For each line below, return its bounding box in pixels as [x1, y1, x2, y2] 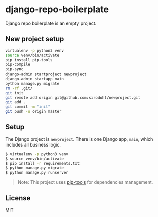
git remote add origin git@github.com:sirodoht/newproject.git [5, 95, 141, 100]
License [5, 194, 31, 202]
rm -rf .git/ [5, 86, 33, 91]
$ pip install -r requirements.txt [5, 161, 80, 166]
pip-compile [5, 62, 30, 67]
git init [5, 90, 24, 95]
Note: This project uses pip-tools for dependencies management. [17, 179, 153, 185]
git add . [5, 100, 26, 105]
